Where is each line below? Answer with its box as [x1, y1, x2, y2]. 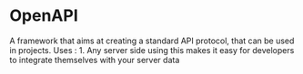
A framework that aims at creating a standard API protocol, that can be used [9, 35, 295, 46]
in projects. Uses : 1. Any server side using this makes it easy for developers [9, 44, 295, 55]
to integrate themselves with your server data [9, 54, 180, 65]
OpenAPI [9, 5, 79, 26]
